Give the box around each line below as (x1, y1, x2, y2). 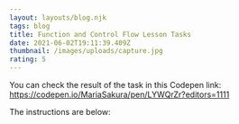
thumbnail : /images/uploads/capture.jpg (9, 47, 164, 56)
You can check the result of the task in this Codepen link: (9, 80, 222, 90)
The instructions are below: (9, 107, 111, 117)
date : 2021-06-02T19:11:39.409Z (9, 38, 131, 48)
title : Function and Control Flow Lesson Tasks (9, 30, 192, 39)
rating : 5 (9, 55, 47, 64)
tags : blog (9, 22, 51, 31)
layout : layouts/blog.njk (9, 13, 106, 22)
